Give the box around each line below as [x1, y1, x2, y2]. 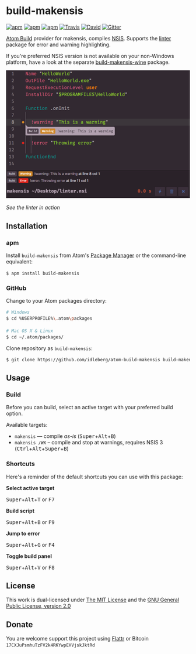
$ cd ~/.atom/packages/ [6, 334, 64, 340]
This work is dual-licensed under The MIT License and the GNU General [6, 596, 180, 604]
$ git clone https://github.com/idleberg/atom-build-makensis [6, 357, 160, 362]
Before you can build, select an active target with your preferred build [6, 404, 173, 411]
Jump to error [6, 530, 40, 537]
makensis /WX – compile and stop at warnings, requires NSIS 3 [14, 439, 163, 446]
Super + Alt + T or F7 [6, 496, 55, 503]
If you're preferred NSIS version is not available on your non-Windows [6, 52, 174, 59]
